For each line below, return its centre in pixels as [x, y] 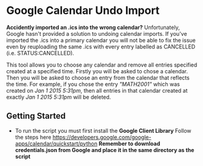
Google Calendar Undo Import [83, 11]
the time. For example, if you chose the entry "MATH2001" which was [93, 84]
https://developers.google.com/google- [102, 137]
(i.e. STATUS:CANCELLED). [40, 53]
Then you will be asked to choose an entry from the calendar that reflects [98, 78]
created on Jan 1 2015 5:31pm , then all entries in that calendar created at [97, 90]
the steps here [33, 137]
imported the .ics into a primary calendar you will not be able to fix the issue [101, 40]
